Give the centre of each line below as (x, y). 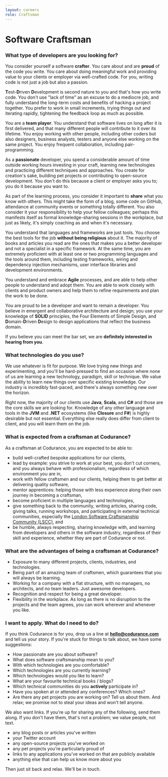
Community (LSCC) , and (38, 522)
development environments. (34, 270)
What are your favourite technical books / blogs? (63, 681)
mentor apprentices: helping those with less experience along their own (87, 490)
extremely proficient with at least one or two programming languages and (81, 254)
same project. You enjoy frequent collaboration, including (65, 144)
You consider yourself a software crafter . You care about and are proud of (82, 66)
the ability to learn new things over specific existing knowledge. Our (76, 382)
